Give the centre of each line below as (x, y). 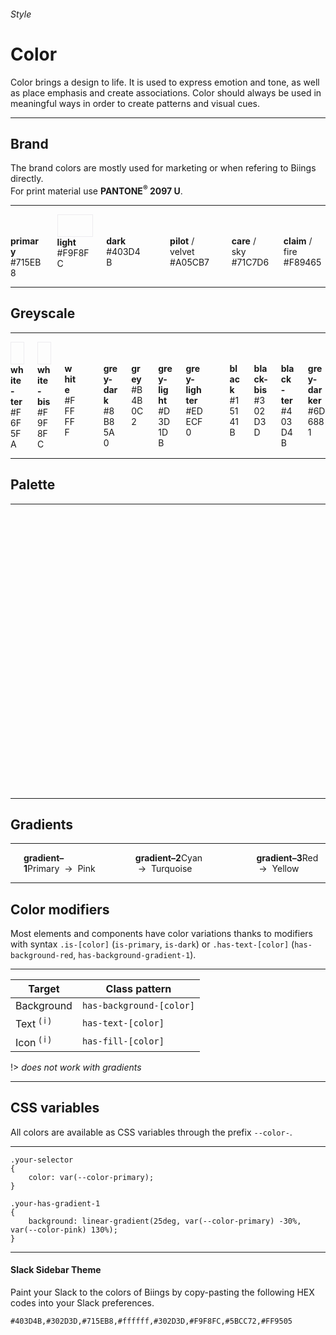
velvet (182, 251)
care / (244, 241)
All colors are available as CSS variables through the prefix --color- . (151, 1132)
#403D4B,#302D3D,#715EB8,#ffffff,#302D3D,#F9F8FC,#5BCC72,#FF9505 (151, 1321)
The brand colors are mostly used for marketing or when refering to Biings (163, 168)
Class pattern (138, 989)
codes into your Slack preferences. (82, 1302)
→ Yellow (279, 869)
